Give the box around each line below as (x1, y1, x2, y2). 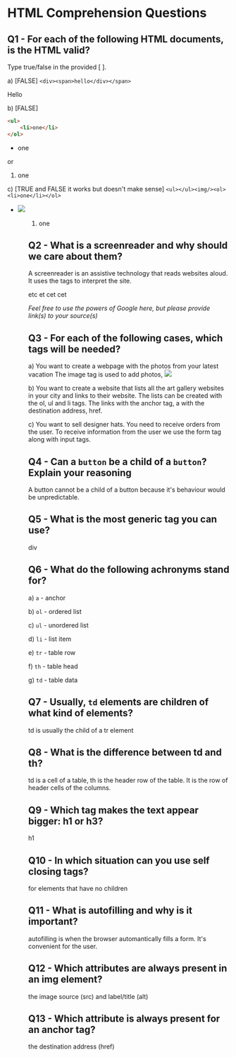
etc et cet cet (27, 290, 67, 299)
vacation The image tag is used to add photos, (27, 370, 163, 379)
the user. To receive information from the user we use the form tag (27, 427, 222, 436)
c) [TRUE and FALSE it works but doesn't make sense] (7, 184, 165, 193)
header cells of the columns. (27, 784, 111, 792)
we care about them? (27, 251, 123, 263)
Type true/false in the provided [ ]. (7, 63, 107, 71)
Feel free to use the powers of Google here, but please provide (27, 304, 211, 312)
